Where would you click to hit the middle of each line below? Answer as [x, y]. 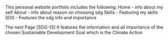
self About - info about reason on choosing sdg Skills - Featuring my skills [81, 12]
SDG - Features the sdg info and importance [51, 18]
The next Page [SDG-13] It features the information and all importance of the [84, 27]
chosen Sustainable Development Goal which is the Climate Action [74, 32]
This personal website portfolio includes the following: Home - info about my [84, 7]
